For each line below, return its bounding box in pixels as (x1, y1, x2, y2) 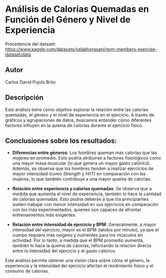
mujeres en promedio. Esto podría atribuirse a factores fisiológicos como (12, 155, 161, 161)
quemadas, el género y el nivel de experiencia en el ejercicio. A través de (5, 111, 155, 117)
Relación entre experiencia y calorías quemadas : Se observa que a (12, 186, 152, 192)
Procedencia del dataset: (5, 41, 56, 47)
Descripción (5, 93, 44, 102)
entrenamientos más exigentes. (12, 212, 77, 218)
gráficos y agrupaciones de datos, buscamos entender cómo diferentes (5, 117, 152, 123)
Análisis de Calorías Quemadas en (5, 3, 149, 15)
